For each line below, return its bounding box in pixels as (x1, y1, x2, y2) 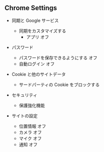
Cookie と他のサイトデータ (11, 71, 66, 77)
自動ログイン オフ (19, 61, 55, 66)
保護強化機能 (19, 102, 45, 108)
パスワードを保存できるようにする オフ (19, 55, 98, 61)
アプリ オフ (26, 34, 49, 40)
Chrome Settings (4, 4, 57, 12)
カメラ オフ (19, 129, 42, 135)
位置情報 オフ (19, 123, 46, 129)
